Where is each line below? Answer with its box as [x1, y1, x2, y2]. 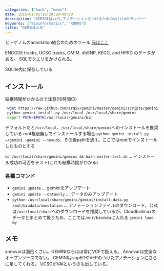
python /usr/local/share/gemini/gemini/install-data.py [12, 197, 128, 202]
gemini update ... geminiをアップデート [12, 185, 90, 191]
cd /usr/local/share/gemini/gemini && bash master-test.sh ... [5, 153, 133, 159]
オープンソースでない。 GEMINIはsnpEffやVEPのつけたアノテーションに [5, 254, 149, 260]
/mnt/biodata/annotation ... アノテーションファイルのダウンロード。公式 [12, 202, 158, 208]
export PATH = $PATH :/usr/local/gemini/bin [7, 115, 93, 120]
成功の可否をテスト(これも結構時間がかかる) [9, 159, 99, 165]
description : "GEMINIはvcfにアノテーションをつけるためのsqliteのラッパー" [5, 16, 147, 21]
